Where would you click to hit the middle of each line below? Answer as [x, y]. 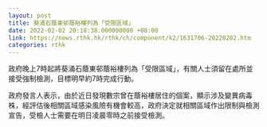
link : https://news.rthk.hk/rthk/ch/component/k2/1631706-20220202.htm [130, 38]
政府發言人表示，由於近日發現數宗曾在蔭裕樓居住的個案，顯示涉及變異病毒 [130, 95]
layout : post [30, 15]
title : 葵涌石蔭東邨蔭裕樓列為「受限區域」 [71, 23]
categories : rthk [37, 45]
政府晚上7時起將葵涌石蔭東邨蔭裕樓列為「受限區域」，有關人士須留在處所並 [131, 69]
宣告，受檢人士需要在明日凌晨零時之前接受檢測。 [88, 115]
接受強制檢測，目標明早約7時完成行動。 [73, 79]
